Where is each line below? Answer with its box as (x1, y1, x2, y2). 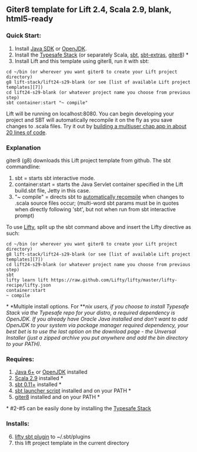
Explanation (6, 144, 41, 152)
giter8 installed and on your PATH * (14, 394, 100, 401)
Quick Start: (6, 32, 42, 40)
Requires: (6, 355, 34, 363)
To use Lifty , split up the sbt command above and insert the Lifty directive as (6, 223, 192, 230)
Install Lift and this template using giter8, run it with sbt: (14, 57, 149, 64)
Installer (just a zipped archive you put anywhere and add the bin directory (6, 334, 188, 341)
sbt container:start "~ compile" (6, 99, 88, 105)
